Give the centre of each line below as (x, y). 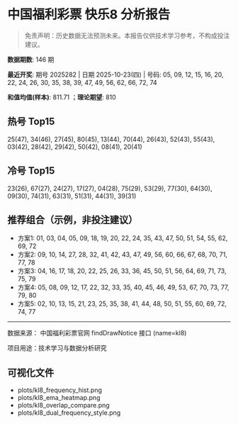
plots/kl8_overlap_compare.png (63, 406)
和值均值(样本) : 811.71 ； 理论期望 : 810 (62, 97)
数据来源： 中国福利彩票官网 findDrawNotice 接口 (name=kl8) (97, 333)
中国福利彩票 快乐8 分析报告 (89, 15)
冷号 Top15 (31, 171)
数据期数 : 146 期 (31, 59)
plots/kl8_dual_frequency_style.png (69, 413)
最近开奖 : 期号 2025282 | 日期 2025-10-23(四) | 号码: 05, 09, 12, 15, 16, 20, (115, 74)
